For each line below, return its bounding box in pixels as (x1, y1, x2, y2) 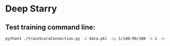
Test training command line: (5, 23, 96, 31)
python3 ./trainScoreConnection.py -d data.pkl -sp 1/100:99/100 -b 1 (5, 36, 157, 41)
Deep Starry (5, 3, 57, 14)
